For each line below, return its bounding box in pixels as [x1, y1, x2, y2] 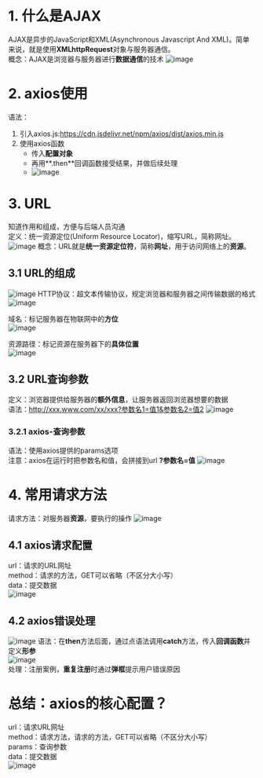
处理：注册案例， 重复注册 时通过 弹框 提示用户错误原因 [8, 665, 181, 674]
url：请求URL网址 [8, 722, 65, 732]
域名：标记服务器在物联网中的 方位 [8, 314, 119, 323]
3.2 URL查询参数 [8, 372, 89, 386]
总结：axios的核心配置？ [8, 695, 168, 713]
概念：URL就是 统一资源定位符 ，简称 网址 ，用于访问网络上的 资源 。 [38, 241, 251, 251]
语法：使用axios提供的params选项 [8, 446, 119, 455]
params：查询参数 [8, 742, 68, 751]
